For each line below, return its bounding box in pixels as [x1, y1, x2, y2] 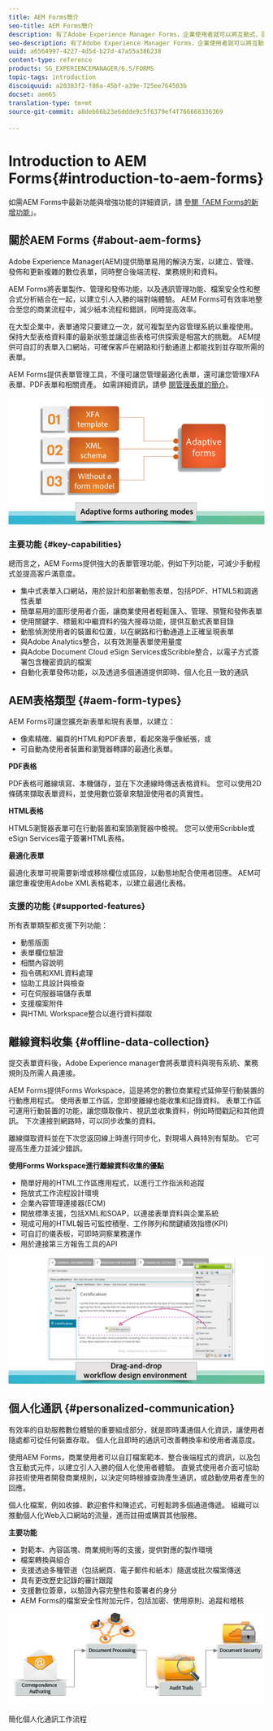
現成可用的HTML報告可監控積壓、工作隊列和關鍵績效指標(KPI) [19, 1219, 229, 1229]
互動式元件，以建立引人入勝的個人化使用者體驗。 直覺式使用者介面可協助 [15, 1462, 260, 1472]
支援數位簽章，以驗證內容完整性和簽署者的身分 [19, 1585, 177, 1595]
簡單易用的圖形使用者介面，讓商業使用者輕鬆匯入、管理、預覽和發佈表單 [19, 607, 262, 616]
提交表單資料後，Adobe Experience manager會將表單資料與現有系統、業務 [8, 1058, 258, 1068]
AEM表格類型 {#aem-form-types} [8, 694, 182, 707]
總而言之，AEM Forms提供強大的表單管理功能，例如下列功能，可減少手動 [8, 559, 253, 568]
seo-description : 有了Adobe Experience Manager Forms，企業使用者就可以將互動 [8, 39, 264, 47]
